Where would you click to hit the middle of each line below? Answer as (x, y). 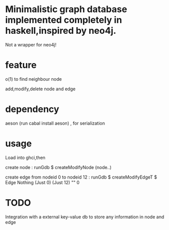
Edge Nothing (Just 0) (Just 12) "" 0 (42, 182)
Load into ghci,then (25, 157)
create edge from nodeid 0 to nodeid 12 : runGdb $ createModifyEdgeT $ (81, 177)
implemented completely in (64, 20)
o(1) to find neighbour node (34, 79)
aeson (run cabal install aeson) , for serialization (55, 123)
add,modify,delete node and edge (40, 89)
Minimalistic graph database (66, 9)
